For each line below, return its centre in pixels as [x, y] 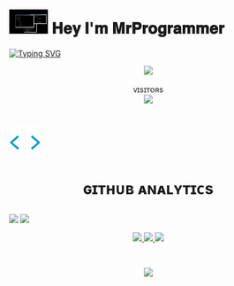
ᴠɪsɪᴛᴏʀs [148, 89]
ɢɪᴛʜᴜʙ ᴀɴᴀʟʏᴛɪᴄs [148, 188]
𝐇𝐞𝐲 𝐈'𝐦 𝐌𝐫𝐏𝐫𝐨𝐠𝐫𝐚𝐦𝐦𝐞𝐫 [138, 28]
